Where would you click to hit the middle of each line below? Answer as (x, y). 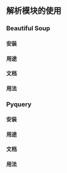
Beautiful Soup (28, 28)
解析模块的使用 (34, 11)
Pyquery (19, 104)
